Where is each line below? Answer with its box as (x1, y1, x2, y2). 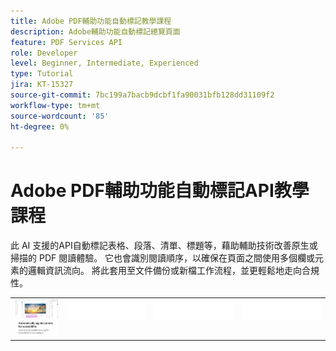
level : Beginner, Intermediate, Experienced (10, 58, 199, 69)
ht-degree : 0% (10, 121, 70, 132)
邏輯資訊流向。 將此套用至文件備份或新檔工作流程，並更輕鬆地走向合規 (27, 265, 320, 277)
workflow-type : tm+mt (10, 100, 101, 110)
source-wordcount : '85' (10, 111, 110, 121)
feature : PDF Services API (10, 37, 123, 47)
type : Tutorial (10, 69, 74, 79)
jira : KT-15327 (10, 80, 74, 90)
